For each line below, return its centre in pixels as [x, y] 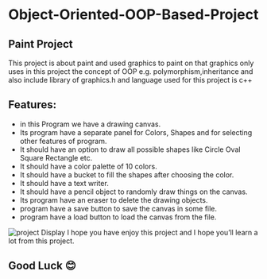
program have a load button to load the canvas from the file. [118, 217]
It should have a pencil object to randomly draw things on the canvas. [133, 192]
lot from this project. [41, 241]
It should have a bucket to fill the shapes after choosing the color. [127, 174]
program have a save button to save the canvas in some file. [118, 208]
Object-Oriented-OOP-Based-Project [133, 15]
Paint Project [41, 44]
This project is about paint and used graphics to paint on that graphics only [131, 63]
